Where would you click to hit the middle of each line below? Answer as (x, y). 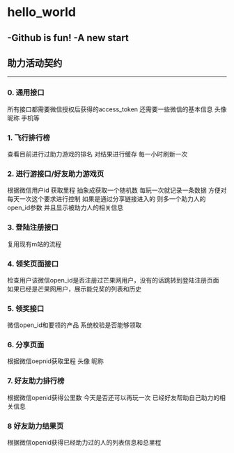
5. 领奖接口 (26, 308)
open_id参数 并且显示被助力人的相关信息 (65, 208)
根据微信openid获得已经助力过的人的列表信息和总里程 (84, 443)
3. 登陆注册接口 (33, 228)
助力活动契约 (35, 63)
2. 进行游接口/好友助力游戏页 (56, 173)
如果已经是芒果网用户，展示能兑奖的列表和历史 (74, 289)
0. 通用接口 (26, 93)
